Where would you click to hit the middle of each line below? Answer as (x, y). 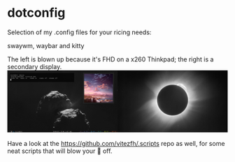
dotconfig (36, 13)
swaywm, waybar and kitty (46, 45)
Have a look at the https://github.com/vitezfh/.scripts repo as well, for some (116, 143)
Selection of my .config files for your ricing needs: (79, 32)
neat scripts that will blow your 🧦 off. (60, 151)
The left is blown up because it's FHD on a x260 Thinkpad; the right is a (111, 59)
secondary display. (35, 66)
